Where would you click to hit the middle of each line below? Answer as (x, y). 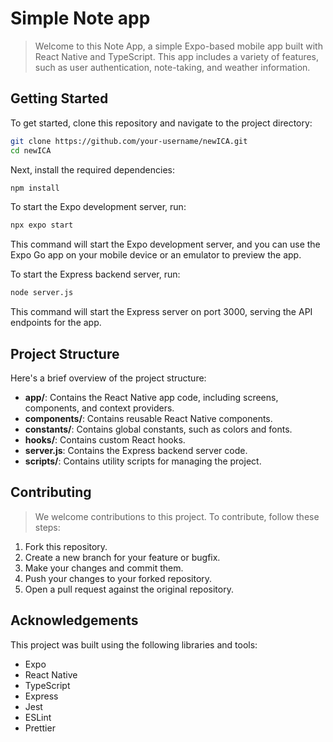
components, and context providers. (99, 408)
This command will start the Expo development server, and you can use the (165, 244)
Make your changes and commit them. (104, 568)
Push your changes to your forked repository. (118, 578)
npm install (35, 188)
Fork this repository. (66, 546)
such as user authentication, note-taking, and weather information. (172, 67)
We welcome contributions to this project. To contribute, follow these (177, 516)
